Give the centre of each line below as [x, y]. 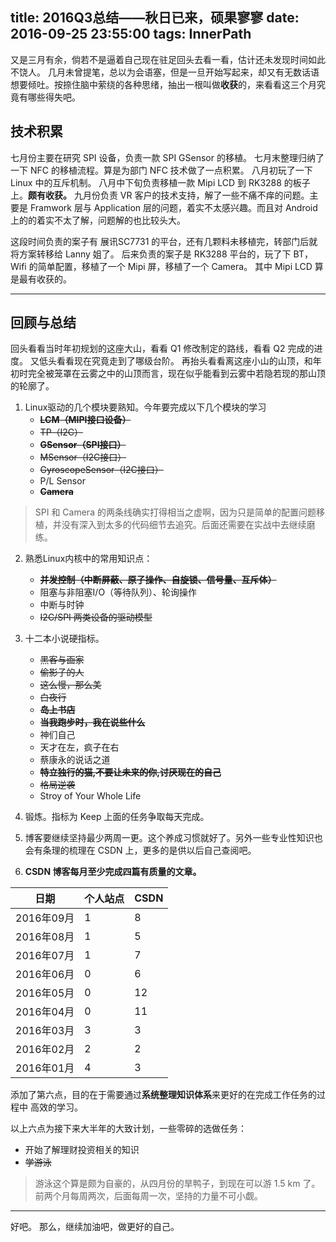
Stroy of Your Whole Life [90, 796]
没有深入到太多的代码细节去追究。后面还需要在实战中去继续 [184, 525]
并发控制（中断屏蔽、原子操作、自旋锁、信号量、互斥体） [158, 580]
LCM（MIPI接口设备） [85, 420]
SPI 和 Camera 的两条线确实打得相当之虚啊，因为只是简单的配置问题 [175, 512]
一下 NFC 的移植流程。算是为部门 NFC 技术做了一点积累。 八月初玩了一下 [161, 170]
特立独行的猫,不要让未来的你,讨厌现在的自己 [130, 772]
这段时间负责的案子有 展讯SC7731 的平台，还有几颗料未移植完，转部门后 [160, 241]
